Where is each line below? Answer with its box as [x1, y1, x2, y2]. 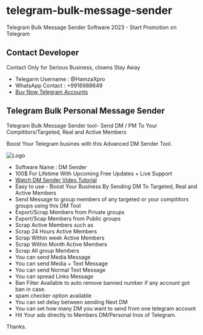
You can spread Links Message [15, 273, 94, 280]
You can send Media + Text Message [15, 259, 108, 267]
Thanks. [6, 323, 27, 330]
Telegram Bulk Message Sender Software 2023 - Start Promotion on [6, 24, 177, 31]
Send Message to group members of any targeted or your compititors [15, 195, 189, 203]
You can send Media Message [15, 253, 91, 261]
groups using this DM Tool [15, 202, 81, 209]
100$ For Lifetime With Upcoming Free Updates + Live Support [15, 170, 173, 177]
